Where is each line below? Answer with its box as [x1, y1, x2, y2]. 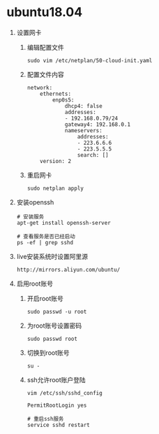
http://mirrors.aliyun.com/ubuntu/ [16, 266, 121, 273]
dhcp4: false [64, 102, 103, 109]
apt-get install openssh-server [16, 219, 111, 226]
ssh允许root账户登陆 [26, 375, 86, 384]
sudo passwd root [26, 335, 78, 342]
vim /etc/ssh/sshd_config [26, 389, 103, 396]
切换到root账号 [26, 348, 70, 357]
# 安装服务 [16, 213, 45, 220]
